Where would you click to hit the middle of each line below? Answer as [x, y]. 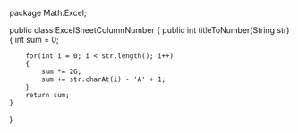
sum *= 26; [62, 71]
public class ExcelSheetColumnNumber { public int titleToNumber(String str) [149, 30]
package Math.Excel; [48, 13]
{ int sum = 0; [34, 40]
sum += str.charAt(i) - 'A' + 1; [104, 79]
